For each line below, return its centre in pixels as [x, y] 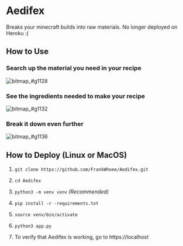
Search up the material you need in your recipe [74, 68]
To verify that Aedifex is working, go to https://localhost [82, 237]
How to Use [27, 52]
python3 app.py [33, 226]
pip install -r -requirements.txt [56, 204]
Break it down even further [45, 124]
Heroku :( [18, 33]
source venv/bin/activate [46, 215]
